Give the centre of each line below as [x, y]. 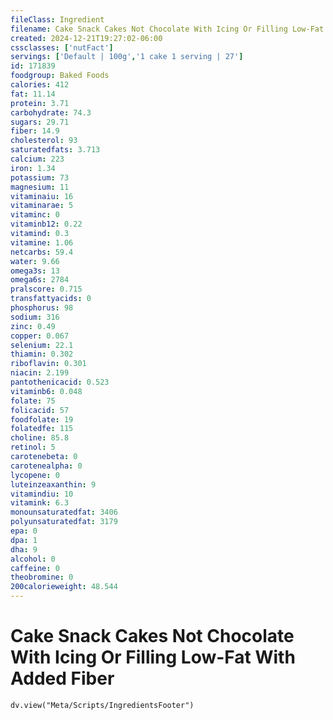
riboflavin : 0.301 [48, 364]
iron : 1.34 [33, 168]
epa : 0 [24, 531]
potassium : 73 [40, 177]
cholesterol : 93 [44, 141]
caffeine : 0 [35, 568]
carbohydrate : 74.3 [51, 112]
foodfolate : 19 [42, 419]
